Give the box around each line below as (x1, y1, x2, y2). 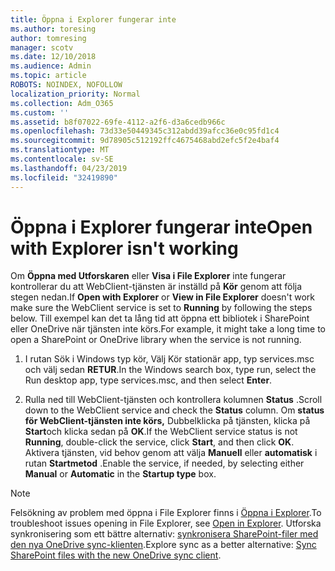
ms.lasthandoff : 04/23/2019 (10, 163, 128, 173)
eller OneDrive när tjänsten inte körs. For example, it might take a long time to (10, 323, 326, 335)
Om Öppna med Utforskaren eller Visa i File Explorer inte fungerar (10, 270, 287, 282)
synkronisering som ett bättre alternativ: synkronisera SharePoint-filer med (10, 528, 319, 540)
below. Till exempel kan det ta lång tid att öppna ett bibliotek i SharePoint (10, 312, 310, 325)
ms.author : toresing (10, 24, 97, 34)
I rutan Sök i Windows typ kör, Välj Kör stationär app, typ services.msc (24, 353, 315, 365)
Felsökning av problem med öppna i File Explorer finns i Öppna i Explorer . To (10, 507, 322, 519)
